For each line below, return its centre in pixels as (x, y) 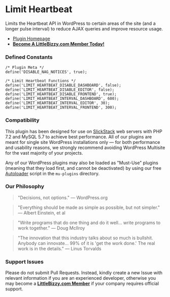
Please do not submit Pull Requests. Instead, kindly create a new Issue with (84, 273)
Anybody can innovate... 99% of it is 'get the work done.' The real (86, 243)
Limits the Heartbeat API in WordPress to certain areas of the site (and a (80, 23)
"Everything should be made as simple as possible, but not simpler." (89, 207)
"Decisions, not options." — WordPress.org (63, 197)
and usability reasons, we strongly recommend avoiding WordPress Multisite (85, 147)
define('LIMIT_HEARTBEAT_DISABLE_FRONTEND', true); (61, 94)
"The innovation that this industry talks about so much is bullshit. (85, 238)
